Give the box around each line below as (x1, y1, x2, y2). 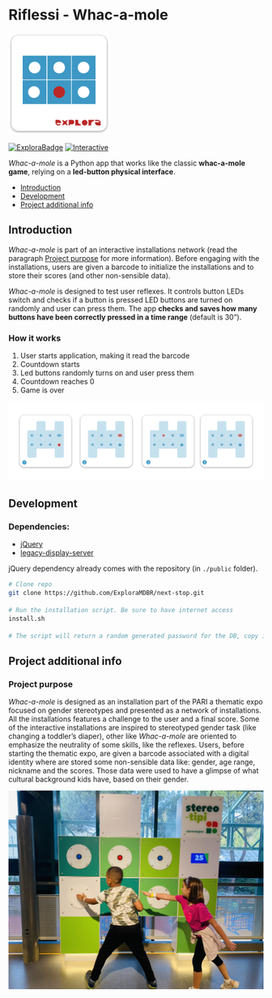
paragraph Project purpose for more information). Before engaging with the (8, 253, 260, 263)
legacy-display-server (19, 548, 95, 558)
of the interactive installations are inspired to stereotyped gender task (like (8, 723, 257, 733)
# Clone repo (8, 580, 53, 589)
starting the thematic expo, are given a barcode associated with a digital (8, 748, 249, 759)
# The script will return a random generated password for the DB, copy (8, 632, 259, 640)
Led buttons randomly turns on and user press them (19, 368, 194, 378)
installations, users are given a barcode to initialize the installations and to (8, 262, 254, 272)
